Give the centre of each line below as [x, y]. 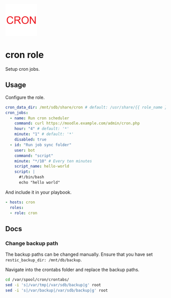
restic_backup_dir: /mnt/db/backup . [44, 260]
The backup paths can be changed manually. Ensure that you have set [79, 254]
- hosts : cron [20, 202]
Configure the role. [25, 97]
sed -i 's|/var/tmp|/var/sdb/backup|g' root [53, 285]
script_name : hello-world [42, 167]
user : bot [25, 150]
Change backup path [32, 243]
